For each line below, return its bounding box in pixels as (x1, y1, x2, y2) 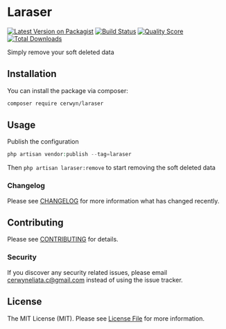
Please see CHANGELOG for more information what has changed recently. (7, 196, 220, 205)
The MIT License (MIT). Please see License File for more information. (7, 314, 205, 323)
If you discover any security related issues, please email (7, 268, 168, 276)
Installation (7, 68, 57, 80)
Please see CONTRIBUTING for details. (7, 235, 119, 244)
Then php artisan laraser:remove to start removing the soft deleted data (7, 164, 216, 172)
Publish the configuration (7, 137, 80, 146)
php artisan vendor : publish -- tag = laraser (7, 151, 132, 158)
